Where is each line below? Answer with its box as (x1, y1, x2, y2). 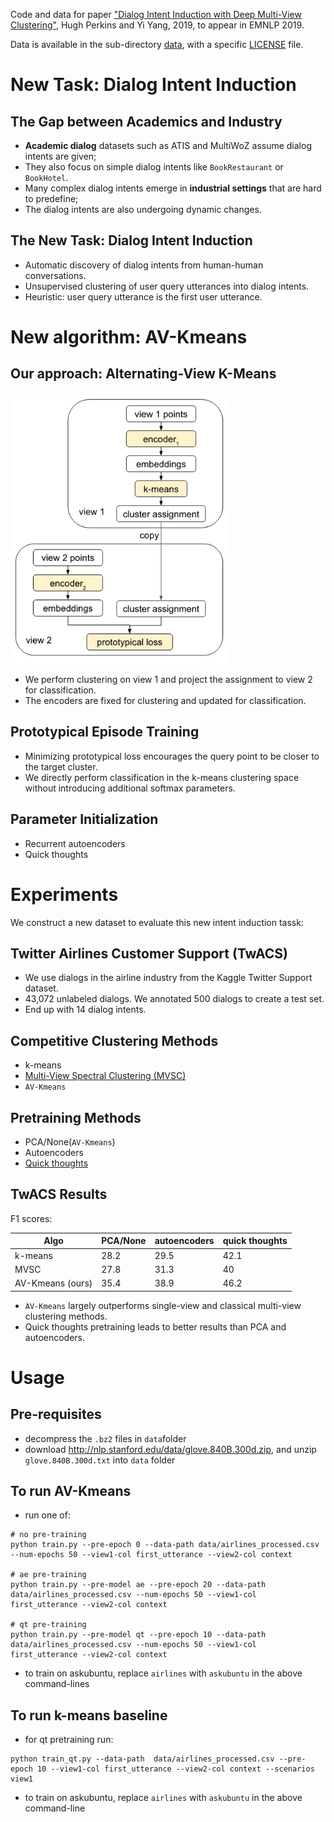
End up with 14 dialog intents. (24, 1004, 147, 1016)
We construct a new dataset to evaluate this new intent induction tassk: (10, 916, 304, 928)
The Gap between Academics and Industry (10, 113, 283, 130)
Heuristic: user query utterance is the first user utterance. (24, 290, 263, 303)
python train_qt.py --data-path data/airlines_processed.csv (10, 1754, 275, 1764)
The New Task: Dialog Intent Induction (10, 232, 253, 249)
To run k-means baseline (10, 1707, 168, 1724)
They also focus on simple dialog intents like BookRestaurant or (24, 161, 284, 173)
